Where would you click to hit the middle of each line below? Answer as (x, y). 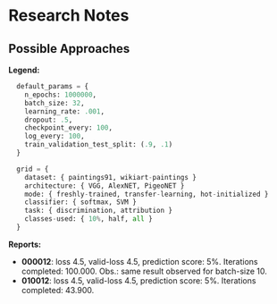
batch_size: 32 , (55, 103)
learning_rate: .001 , (64, 111)
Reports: (25, 244)
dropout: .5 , (49, 120)
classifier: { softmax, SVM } (81, 202)
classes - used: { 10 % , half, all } (88, 219)
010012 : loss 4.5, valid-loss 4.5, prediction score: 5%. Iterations (138, 280)
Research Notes (69, 16)
